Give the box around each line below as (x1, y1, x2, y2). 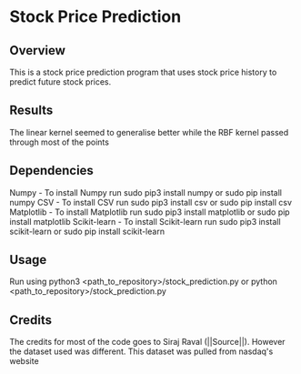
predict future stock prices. (9, 76, 112, 87)
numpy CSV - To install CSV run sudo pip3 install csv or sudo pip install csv (9, 197, 293, 207)
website (9, 356, 39, 367)
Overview (9, 43, 66, 58)
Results (9, 103, 54, 118)
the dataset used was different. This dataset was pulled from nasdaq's (9, 346, 274, 357)
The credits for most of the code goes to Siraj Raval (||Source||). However (9, 337, 286, 348)
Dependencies (9, 163, 94, 178)
